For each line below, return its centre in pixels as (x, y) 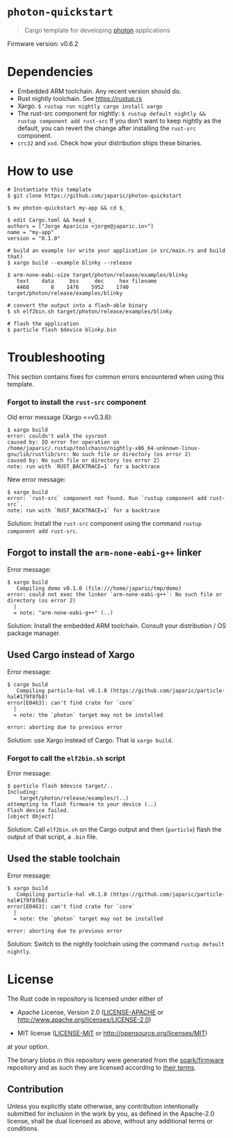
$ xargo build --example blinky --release (70, 263)
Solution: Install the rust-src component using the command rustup (104, 524)
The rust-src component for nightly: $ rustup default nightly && (112, 113)
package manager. (34, 633)
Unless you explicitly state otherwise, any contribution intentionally (103, 1106)
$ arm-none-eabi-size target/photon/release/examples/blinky (98, 275)
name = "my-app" (31, 232)
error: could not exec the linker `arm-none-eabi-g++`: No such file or (115, 594)
